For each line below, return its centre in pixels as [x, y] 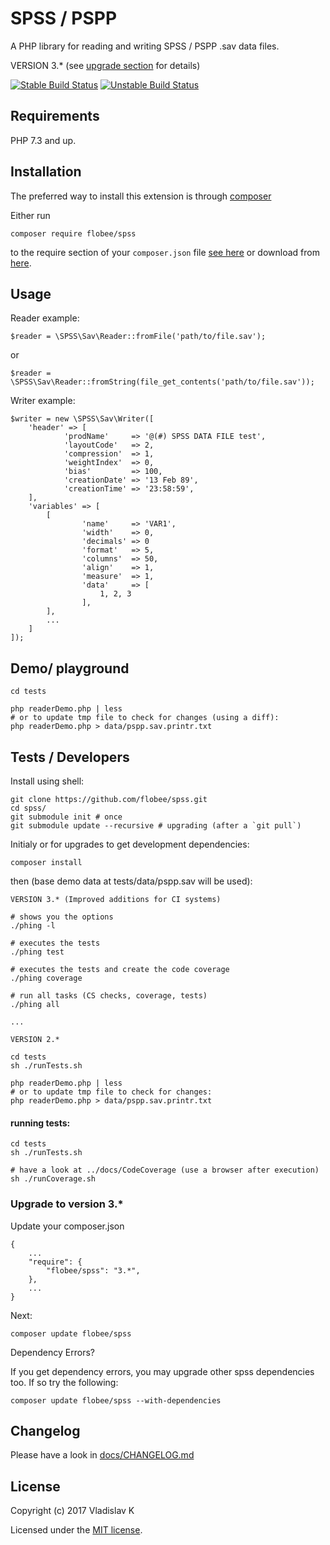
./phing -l [33, 926]
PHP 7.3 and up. [43, 140]
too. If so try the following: [64, 1382]
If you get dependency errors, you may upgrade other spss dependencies [162, 1371]
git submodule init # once [66, 817]
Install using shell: [47, 781]
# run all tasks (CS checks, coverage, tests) [109, 996]
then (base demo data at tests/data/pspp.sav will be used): [131, 881]
